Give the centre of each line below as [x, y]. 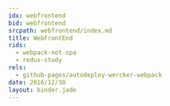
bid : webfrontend [37, 23]
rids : [17, 45]
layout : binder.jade [43, 90]
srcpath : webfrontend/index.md [60, 30]
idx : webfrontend [37, 16]
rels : [17, 68]
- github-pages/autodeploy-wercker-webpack [89, 75]
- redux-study [39, 61]
